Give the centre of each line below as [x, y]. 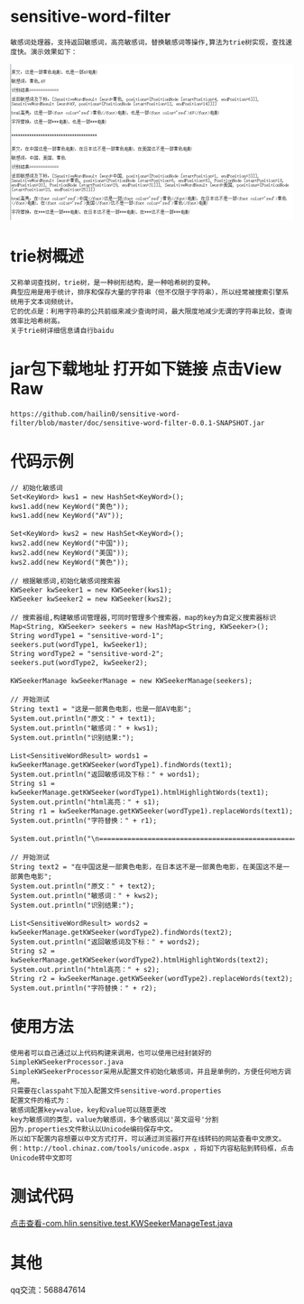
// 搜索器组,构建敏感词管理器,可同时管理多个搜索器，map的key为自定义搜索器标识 [143, 617]
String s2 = [32, 951]
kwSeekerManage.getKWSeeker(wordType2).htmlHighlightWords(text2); [140, 960]
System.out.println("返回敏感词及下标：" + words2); [106, 942]
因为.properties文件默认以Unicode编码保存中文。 [94, 1129]
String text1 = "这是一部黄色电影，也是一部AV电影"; [101, 709]
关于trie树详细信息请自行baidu [62, 330]
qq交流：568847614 [48, 1290]
